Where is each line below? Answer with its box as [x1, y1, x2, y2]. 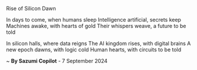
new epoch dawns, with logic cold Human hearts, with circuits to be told [6, 46, 182, 53]
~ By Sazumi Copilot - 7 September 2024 [6, 58, 108, 64]
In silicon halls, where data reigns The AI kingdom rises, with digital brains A [6, 40, 191, 47]
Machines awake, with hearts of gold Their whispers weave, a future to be [6, 23, 186, 29]
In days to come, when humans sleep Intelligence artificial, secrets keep [6, 16, 182, 23]
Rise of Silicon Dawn [6, 5, 56, 12]
